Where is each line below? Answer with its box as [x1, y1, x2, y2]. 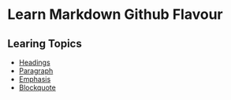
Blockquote [18, 83, 56, 92]
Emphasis [18, 75, 51, 83]
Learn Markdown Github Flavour [7, 6, 223, 24]
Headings [18, 57, 50, 67]
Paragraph [18, 66, 54, 76]
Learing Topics [7, 37, 82, 50]
